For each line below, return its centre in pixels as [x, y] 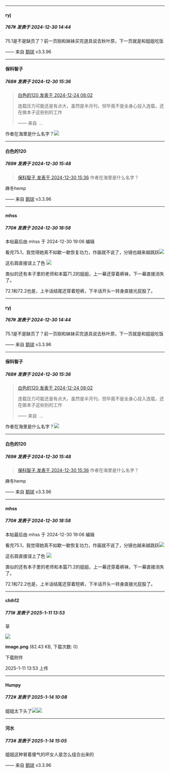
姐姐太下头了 [18, 711]
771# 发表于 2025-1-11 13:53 [35, 613]
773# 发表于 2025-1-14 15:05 [36, 741]
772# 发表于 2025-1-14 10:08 [36, 697]
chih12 [12, 601]
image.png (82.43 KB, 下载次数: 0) [42, 647]
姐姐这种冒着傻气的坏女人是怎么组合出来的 [50, 754]
